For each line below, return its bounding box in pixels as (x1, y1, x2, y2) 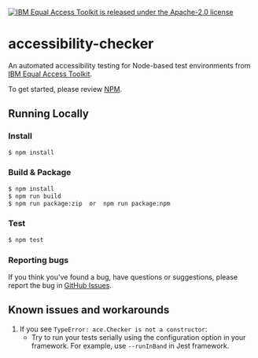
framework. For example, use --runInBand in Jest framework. (31, 341, 230, 350)
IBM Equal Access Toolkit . (8, 69, 93, 79)
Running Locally (8, 107, 89, 121)
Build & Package (8, 167, 72, 178)
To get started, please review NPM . (8, 84, 123, 93)
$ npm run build (8, 192, 61, 200)
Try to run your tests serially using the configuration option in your (31, 332, 246, 342)
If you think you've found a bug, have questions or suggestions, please (8, 272, 238, 282)
